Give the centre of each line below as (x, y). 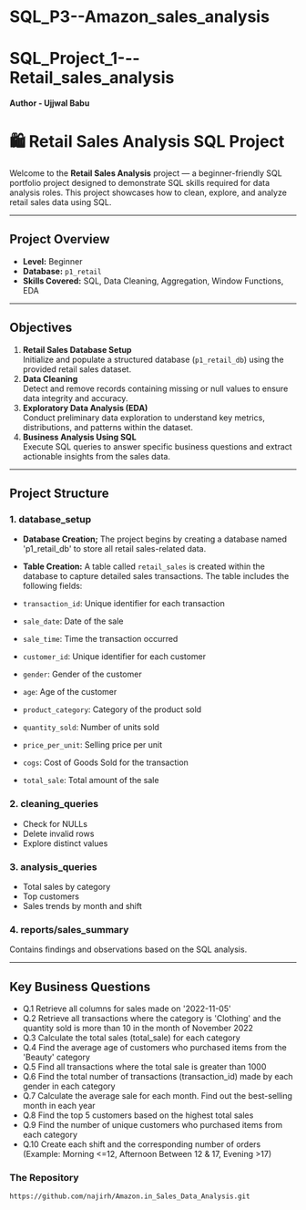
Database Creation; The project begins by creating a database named (155, 539)
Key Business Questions (80, 987)
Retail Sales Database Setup (77, 349)
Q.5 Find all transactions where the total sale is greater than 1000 (144, 1067)
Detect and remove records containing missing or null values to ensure (155, 388)
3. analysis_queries (53, 866)
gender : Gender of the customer (82, 674)
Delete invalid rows (58, 833)
